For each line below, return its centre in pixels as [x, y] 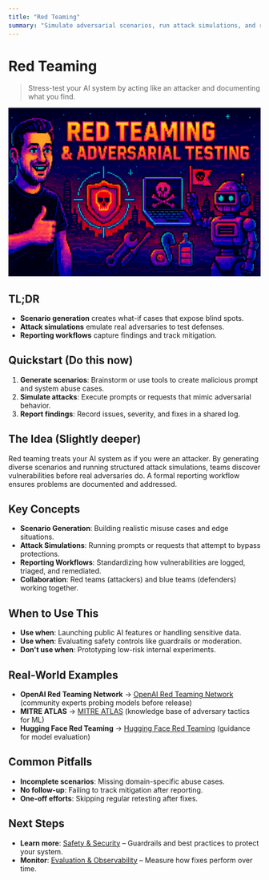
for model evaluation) [55, 736]
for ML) [32, 720]
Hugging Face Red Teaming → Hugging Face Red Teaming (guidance [135, 728]
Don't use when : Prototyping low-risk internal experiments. [118, 650]
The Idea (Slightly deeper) [75, 439]
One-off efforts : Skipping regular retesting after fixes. [109, 798]
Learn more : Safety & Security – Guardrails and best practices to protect [139, 843]
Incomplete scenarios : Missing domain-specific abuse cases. [122, 781]
